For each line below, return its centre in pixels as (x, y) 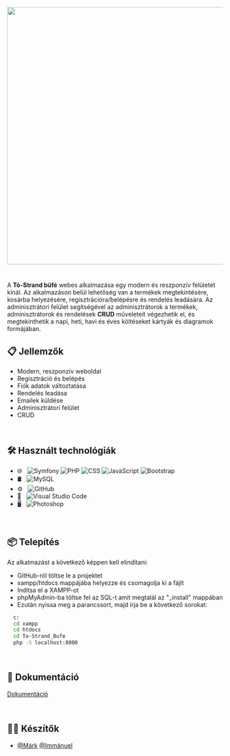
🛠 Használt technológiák (62, 451)
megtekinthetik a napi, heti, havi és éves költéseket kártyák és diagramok (110, 321)
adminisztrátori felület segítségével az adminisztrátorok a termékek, (103, 307)
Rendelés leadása (42, 393)
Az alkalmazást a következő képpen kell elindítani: (78, 562)
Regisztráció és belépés (51, 378)
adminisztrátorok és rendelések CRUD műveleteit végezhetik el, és (101, 314)
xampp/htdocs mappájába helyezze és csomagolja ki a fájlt (100, 582)
